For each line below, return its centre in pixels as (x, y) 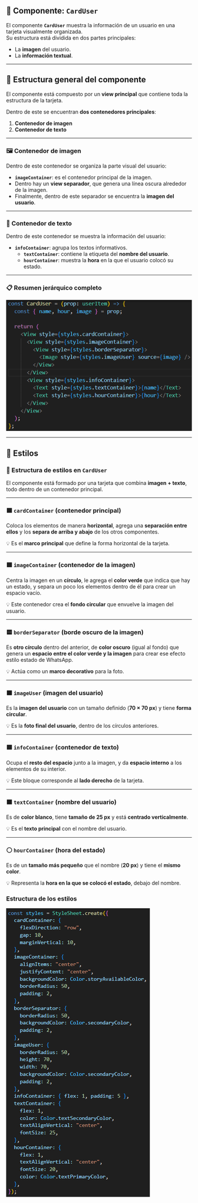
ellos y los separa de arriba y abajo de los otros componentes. (82, 532)
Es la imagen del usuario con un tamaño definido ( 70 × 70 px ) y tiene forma (99, 708)
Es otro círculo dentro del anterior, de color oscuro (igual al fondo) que (93, 647)
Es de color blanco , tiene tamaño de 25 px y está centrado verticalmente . (97, 817)
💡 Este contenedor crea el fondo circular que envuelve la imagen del (90, 604)
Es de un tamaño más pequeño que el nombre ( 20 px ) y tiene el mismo (93, 866)
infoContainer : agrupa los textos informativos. (71, 248)
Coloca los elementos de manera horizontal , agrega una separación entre (97, 526)
